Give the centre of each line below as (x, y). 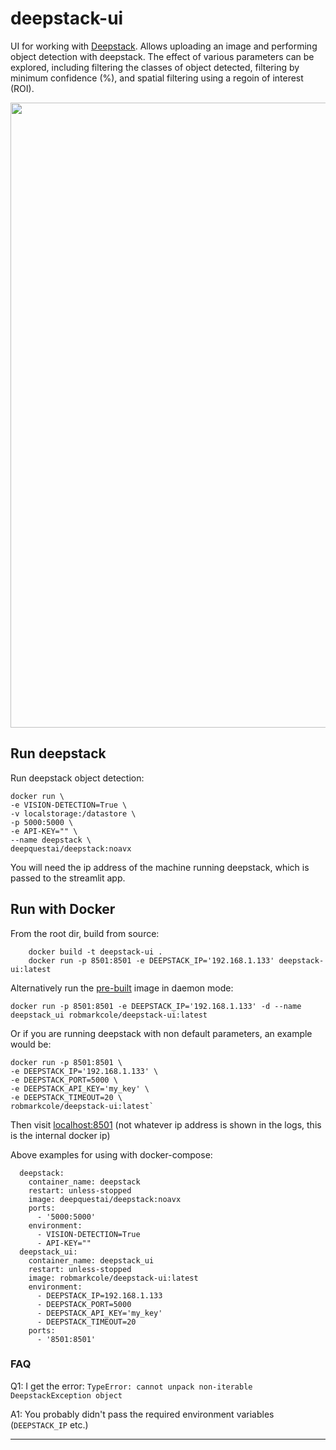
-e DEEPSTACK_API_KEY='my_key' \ (80, 1088)
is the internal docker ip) (60, 1135)
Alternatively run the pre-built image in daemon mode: (122, 988)
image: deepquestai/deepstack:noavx (105, 1199)
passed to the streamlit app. (68, 878)
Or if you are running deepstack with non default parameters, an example (161, 1033)
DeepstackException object (66, 1395)
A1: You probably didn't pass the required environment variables (142, 1414)
